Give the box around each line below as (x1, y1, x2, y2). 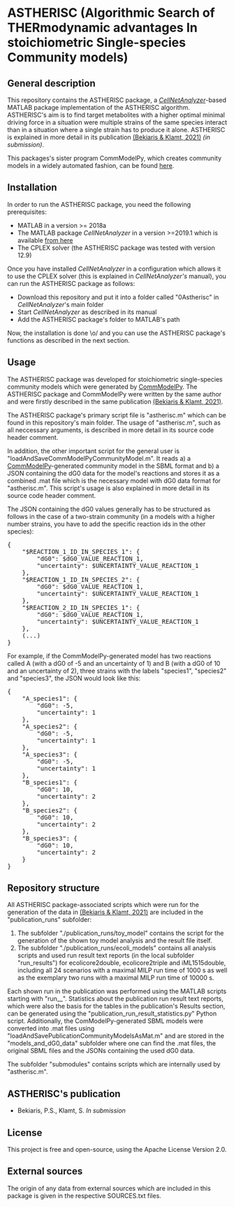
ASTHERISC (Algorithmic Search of (7, 5, 215, 21)
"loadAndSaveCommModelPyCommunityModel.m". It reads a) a (7, 454, 191, 462)
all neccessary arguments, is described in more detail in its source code (7, 425, 214, 434)
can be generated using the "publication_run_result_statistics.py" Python (7, 1009, 217, 1018)
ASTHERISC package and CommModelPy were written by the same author (7, 390, 222, 398)
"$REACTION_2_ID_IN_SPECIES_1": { (22, 603, 140, 611)
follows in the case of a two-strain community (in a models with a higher (7, 512, 215, 520)
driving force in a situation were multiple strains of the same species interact (7, 118, 228, 127)
